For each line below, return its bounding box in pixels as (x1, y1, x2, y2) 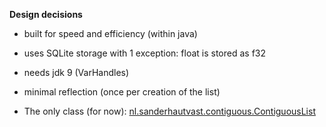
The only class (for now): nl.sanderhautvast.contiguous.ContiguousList (23, 105, 316, 117)
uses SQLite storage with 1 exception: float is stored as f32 (23, 47, 267, 59)
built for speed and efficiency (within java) (23, 28, 198, 39)
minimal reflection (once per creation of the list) (23, 86, 221, 98)
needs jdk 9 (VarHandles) (23, 67, 130, 78)
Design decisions (9, 9, 83, 20)
